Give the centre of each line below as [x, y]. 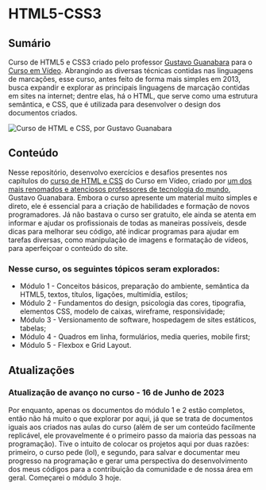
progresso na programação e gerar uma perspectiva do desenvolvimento [128, 461]
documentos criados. [43, 113]
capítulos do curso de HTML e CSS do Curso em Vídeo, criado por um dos [130, 180]
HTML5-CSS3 [55, 14]
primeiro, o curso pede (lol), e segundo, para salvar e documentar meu [124, 452]
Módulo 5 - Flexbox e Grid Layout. [75, 345]
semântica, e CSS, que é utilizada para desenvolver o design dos [114, 104]
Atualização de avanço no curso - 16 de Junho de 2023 [116, 392]
